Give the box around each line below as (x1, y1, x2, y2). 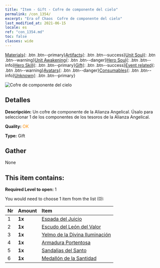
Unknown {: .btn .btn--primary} (14, 72, 76, 78)
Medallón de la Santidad (41, 255, 97, 262)
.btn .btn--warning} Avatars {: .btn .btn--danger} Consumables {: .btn (5, 67, 139, 73)
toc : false (5, 34, 27, 39)
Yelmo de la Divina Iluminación (41, 231, 112, 238)
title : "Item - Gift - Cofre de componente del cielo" (5, 7, 118, 12)
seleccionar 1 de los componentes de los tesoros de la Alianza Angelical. (5, 114, 150, 120)
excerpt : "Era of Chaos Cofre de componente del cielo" (5, 16, 123, 21)
